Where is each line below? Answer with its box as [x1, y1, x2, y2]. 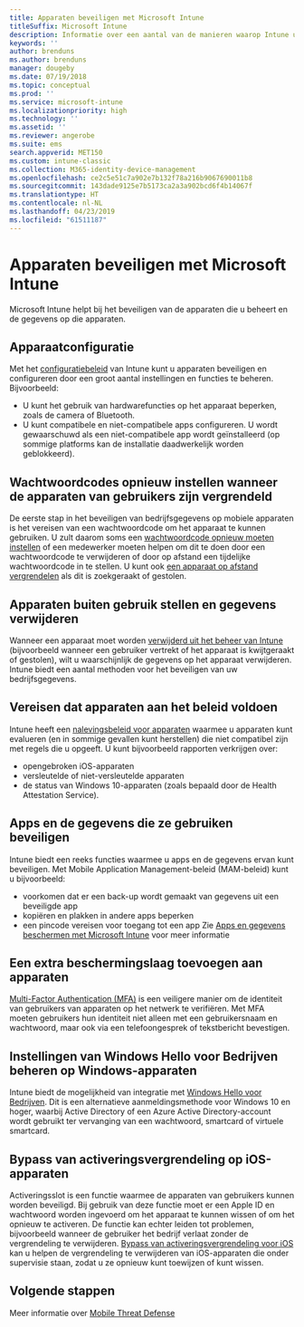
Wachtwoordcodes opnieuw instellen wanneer [9, 475, 279, 490]
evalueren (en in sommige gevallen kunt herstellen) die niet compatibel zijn [9, 733, 289, 744]
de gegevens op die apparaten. [9, 313, 127, 324]
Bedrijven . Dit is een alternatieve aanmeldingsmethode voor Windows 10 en [9, 1097, 291, 1108]
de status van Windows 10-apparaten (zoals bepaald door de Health [22, 780, 278, 791]
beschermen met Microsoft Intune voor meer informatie [22, 929, 231, 940]
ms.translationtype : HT [9, 190, 100, 199]
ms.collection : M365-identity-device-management [9, 165, 196, 174]
